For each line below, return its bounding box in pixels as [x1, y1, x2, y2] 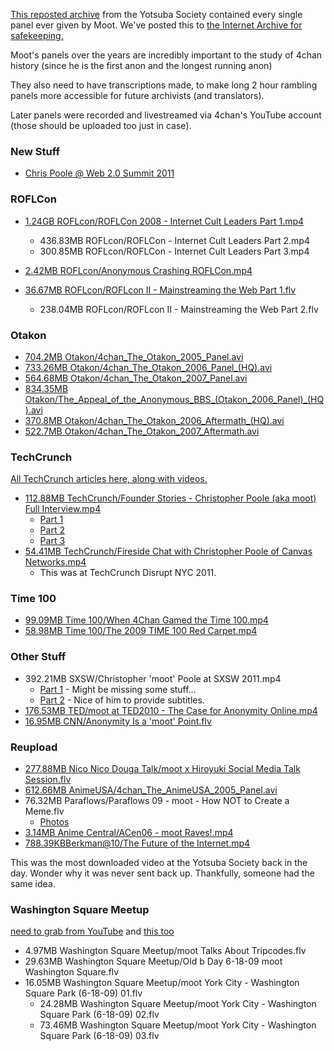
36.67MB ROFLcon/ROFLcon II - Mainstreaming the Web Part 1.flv [24, 284, 297, 296]
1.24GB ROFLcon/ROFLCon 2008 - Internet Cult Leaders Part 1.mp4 [24, 215, 305, 227]
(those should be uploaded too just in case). [10, 120, 192, 131]
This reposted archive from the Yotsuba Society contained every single [10, 9, 303, 20]
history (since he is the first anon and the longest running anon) [10, 60, 273, 71]
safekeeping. [10, 30, 64, 41]
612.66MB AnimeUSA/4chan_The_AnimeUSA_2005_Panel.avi [24, 784, 278, 796]
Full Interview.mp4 [24, 503, 102, 515]
